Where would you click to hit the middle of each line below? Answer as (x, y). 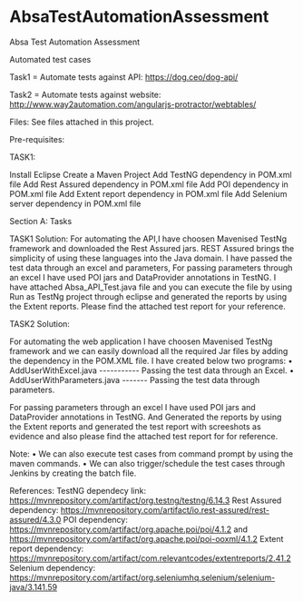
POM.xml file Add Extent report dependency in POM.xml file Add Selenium (148, 193)
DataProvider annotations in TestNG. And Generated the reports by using (146, 417)
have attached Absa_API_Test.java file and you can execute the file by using (151, 287)
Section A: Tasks (41, 221)
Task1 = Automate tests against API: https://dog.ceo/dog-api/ (124, 77)
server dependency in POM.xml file (75, 203)
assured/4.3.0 (35, 519)
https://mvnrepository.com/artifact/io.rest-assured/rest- (165, 509)
